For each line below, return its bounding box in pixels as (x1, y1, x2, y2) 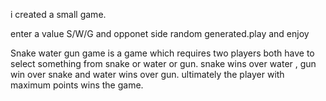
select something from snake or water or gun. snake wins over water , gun (10, 58, 317, 69)
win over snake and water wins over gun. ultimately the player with (10, 69, 285, 80)
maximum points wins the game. (10, 79, 144, 91)
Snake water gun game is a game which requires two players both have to (10, 47, 315, 59)
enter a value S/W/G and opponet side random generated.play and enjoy (10, 28, 310, 39)
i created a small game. (10, 9, 107, 20)
